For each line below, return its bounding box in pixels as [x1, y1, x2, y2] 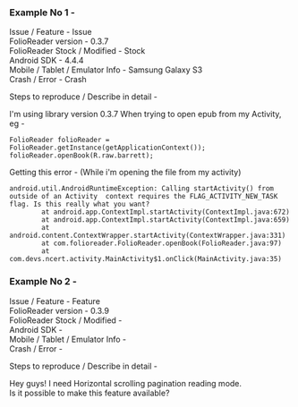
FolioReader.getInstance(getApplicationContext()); [9, 143, 206, 153]
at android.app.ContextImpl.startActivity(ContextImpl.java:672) [41, 208, 291, 216]
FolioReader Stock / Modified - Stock [9, 46, 146, 56]
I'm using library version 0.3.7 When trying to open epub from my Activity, [9, 109, 282, 120]
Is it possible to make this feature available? [9, 387, 170, 398]
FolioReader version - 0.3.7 [9, 36, 109, 47]
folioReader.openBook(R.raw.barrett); [9, 151, 154, 160]
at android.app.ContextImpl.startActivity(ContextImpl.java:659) [41, 216, 291, 225]
